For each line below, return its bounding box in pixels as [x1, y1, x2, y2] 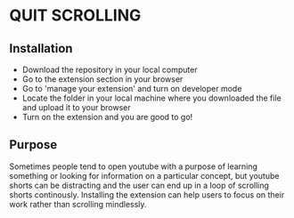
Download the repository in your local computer [21, 64, 198, 75]
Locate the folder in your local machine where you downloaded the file [21, 93, 282, 103]
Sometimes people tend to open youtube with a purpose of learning [9, 161, 258, 172]
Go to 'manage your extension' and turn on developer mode [21, 84, 242, 93]
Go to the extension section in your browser [21, 74, 184, 85]
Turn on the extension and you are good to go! [21, 112, 193, 122]
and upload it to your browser [21, 102, 131, 112]
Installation [9, 41, 73, 56]
